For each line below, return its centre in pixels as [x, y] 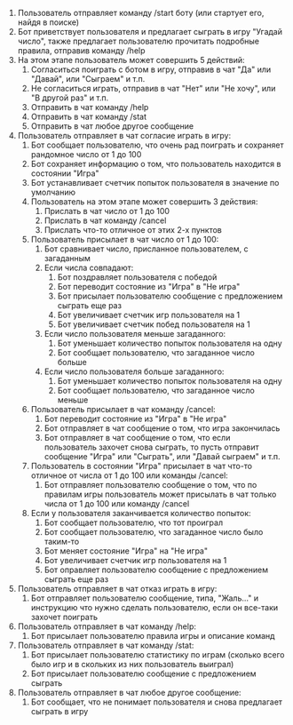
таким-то [62, 542]
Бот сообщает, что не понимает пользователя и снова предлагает [156, 702]
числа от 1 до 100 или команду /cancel [117, 504]
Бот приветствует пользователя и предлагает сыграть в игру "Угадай [150, 32]
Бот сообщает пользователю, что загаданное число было [154, 532]
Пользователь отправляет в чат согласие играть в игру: [124, 135]
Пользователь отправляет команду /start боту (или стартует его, [141, 13]
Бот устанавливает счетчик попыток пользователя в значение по [155, 183]
